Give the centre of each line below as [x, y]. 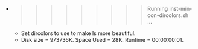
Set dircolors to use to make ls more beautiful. [78, 33]
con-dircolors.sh [168, 15]
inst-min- [180, 9]
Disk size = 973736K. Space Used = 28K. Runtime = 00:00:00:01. [102, 40]
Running [158, 9]
